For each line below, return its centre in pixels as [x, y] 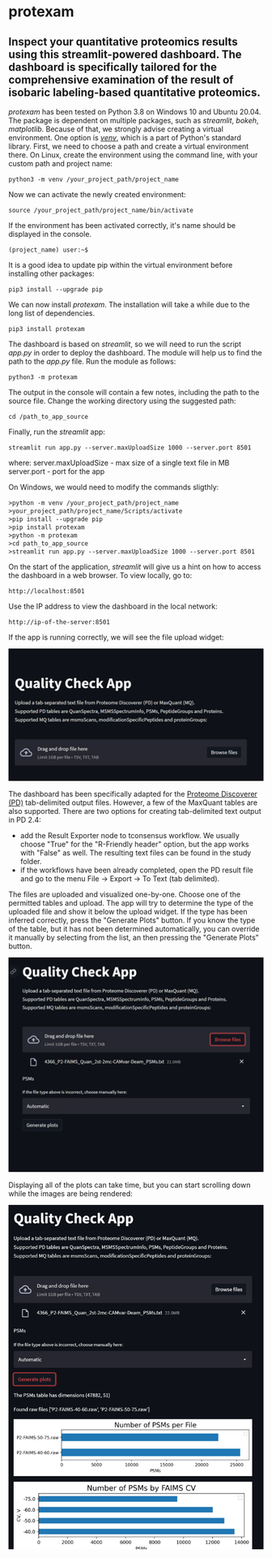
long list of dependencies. [52, 313]
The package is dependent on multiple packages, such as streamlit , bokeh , [134, 121]
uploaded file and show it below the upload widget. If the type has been [128, 911]
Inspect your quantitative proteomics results [123, 42]
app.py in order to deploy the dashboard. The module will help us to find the [135, 353]
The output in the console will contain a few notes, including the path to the [134, 392]
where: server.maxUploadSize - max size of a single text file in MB [119, 463]
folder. [31, 861]
